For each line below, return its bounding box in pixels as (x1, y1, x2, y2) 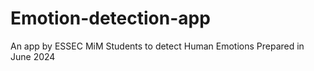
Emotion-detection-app (10, 7, 211, 30)
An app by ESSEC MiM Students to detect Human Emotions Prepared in (10, 40, 305, 52)
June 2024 (10, 50, 56, 62)
